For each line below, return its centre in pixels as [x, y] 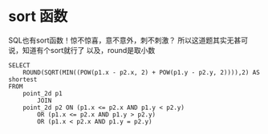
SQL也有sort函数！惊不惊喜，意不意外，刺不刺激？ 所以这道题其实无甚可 [128, 40]
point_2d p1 [43, 93]
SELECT [19, 65]
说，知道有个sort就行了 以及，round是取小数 [82, 50]
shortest [23, 79]
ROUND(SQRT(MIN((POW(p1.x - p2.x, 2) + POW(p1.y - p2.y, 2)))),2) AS [142, 72]
